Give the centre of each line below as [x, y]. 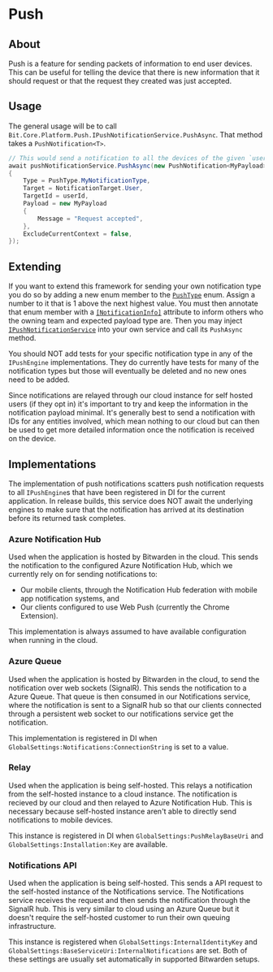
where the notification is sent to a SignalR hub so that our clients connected [135, 705]
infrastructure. [32, 926]
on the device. [32, 439]
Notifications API [43, 865]
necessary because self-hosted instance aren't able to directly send [123, 811]
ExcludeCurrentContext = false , [78, 234]
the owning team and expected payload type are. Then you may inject [126, 321]
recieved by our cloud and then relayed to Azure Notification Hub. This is [130, 802]
